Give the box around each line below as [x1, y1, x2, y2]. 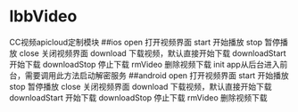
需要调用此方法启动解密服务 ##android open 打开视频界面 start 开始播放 [24, 69, 289, 81]
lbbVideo [9, 6, 78, 27]
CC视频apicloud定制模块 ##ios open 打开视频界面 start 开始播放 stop [9, 36, 263, 47]
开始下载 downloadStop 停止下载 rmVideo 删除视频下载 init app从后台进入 [9, 59, 280, 69]
